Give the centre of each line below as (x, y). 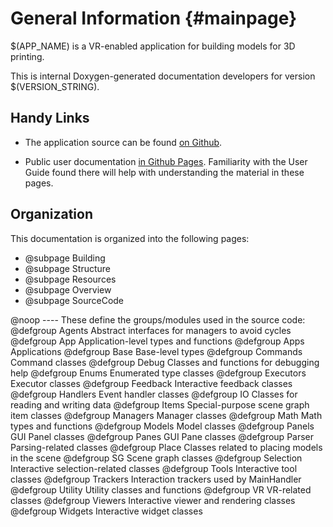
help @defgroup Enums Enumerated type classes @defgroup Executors (158, 373)
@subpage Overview (68, 289)
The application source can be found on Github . (123, 142)
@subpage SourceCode (74, 300)
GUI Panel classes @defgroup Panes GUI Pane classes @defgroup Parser (162, 436)
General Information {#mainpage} (154, 18)
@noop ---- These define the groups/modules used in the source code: (158, 319)
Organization (51, 214)
